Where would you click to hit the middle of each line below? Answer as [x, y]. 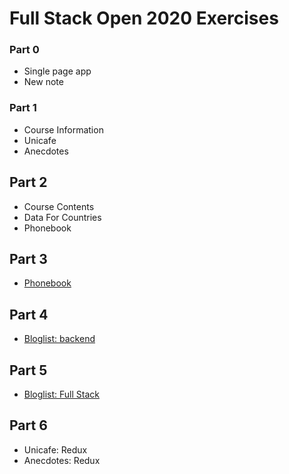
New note [43, 82]
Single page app [57, 71]
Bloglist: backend [59, 339]
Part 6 [28, 425]
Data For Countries [62, 217]
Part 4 [29, 314]
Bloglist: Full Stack [62, 394]
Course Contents [59, 206]
